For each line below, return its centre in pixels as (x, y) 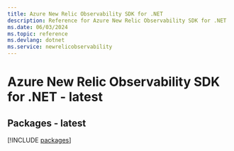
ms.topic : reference (38, 34)
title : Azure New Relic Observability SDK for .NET (85, 14)
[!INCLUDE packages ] (39, 140)
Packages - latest (47, 123)
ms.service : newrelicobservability (60, 47)
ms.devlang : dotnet (36, 40)
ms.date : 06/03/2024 (38, 27)
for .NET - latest (55, 97)
